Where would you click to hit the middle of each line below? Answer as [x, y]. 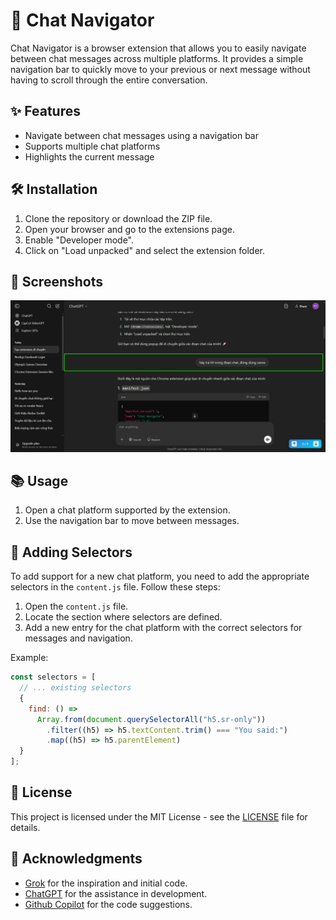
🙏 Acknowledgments [76, 859]
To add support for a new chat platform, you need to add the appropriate [160, 576]
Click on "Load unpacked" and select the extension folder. [145, 250]
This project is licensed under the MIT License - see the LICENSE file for [159, 816]
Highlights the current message [89, 156]
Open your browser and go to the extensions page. [129, 229]
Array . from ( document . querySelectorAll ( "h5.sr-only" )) [151, 719]
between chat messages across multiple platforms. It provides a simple [157, 58]
